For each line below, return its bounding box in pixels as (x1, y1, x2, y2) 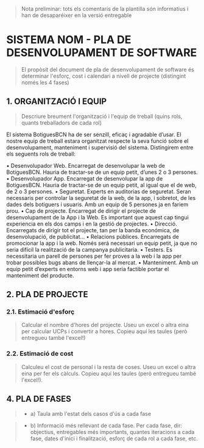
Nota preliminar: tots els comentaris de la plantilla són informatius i (21, 5, 189, 12)
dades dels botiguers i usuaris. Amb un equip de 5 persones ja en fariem (6, 201, 189, 208)
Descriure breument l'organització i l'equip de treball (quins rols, (21, 112, 183, 120)
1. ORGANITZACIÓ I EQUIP (6, 97, 107, 107)
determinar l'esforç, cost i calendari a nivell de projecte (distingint (21, 72, 186, 80)
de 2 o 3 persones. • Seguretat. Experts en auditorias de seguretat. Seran (6, 188, 191, 195)
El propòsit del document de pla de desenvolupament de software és (21, 66, 195, 73)
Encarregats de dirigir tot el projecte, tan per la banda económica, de (6, 226, 180, 233)
